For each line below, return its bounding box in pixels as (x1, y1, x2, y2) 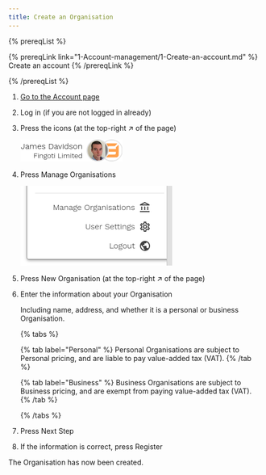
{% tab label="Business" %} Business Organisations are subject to (19, 377, 242, 387)
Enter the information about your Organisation (19, 289, 173, 299)
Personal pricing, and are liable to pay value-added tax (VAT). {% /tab (19, 353, 252, 363)
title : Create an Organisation (8, 13, 114, 21)
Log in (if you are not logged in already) (19, 107, 152, 117)
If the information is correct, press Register (19, 441, 163, 452)
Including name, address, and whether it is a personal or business (19, 305, 239, 314)
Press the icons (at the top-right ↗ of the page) (19, 123, 177, 132)
